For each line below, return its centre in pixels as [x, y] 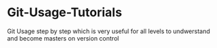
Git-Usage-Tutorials [65, 13]
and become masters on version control [63, 38]
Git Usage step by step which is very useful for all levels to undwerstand [108, 31]
